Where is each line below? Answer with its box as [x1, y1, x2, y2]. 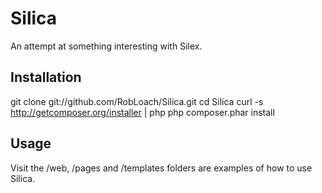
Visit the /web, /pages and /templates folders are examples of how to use [10, 162, 313, 174]
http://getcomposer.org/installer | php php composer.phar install [10, 106, 275, 118]
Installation [10, 69, 82, 86]
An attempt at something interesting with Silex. [10, 40, 203, 52]
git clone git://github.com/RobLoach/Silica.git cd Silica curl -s [10, 95, 264, 107]
